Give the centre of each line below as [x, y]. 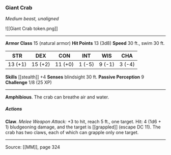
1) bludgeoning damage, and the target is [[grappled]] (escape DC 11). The [83, 127]
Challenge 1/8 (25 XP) [28, 83]
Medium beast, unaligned [32, 19]
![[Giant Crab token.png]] [32, 29]
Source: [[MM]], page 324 [33, 147]
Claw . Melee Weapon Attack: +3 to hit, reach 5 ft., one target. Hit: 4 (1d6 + [83, 122]
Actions [14, 109]
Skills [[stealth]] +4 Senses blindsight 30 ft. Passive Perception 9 [75, 77]
